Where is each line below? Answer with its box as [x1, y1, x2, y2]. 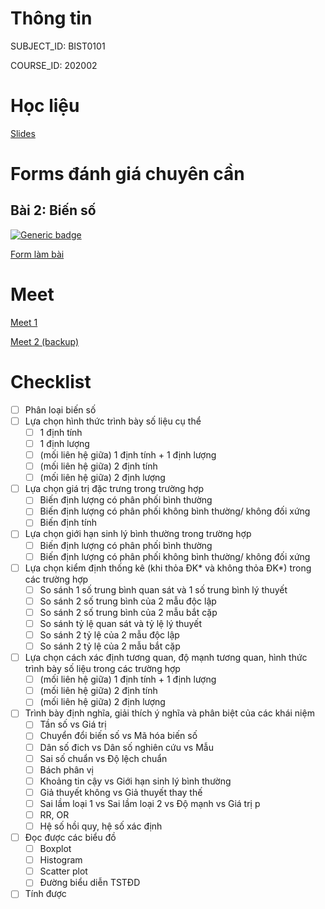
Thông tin [10, 7, 93, 30]
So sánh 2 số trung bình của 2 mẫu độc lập [39, 595, 217, 607]
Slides [10, 127, 36, 139]
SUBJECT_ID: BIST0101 [10, 40, 106, 52]
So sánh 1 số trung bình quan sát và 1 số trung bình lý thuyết [39, 583, 288, 596]
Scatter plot [39, 865, 88, 877]
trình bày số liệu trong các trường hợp [24, 663, 181, 675]
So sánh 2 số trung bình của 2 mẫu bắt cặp [39, 606, 218, 618]
